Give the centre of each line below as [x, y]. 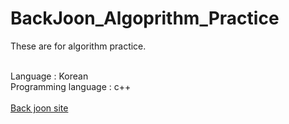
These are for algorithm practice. [78, 46]
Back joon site [39, 108]
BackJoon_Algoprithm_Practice [145, 18]
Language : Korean [49, 76]
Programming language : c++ [71, 86]
